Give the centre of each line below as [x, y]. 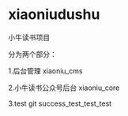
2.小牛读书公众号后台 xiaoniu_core [64, 88]
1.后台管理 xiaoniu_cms [45, 71]
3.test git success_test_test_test [60, 103]
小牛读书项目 [29, 37]
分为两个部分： [32, 54]
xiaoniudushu [54, 15]
